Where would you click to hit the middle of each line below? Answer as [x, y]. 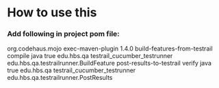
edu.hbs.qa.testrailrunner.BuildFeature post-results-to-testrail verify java [109, 63]
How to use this [52, 13]
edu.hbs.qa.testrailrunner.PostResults [60, 78]
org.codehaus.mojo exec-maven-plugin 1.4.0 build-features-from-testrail [110, 48]
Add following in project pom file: [63, 34]
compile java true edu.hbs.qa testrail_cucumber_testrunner [90, 56]
